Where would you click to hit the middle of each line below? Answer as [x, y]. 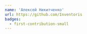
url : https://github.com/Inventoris [43, 14]
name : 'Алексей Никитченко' [35, 10]
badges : [13, 19]
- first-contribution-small [39, 24]
